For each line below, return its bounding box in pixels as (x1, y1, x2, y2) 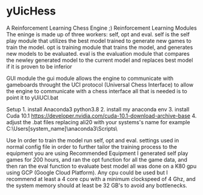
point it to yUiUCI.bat (6, 94, 59, 101)
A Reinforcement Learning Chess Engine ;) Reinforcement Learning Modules (6, 24, 197, 31)
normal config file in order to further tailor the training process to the (6, 143, 178, 150)
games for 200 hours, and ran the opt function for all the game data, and (6, 156, 188, 163)
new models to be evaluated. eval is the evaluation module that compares (6, 50, 190, 57)
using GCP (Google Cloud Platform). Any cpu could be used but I (6, 168, 168, 176)
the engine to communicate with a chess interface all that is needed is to (6, 87, 188, 94)
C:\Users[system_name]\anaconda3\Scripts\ (6, 125, 118, 132)
